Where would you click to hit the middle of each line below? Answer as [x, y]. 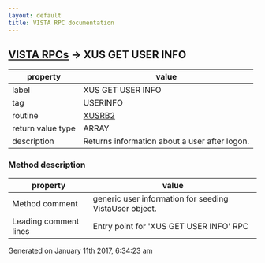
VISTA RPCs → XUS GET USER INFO [97, 55]
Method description [47, 165]
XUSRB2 [99, 116]
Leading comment [46, 221]
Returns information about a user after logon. [166, 141]
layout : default [35, 15]
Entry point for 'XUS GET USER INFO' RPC [171, 226]
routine [25, 116]
